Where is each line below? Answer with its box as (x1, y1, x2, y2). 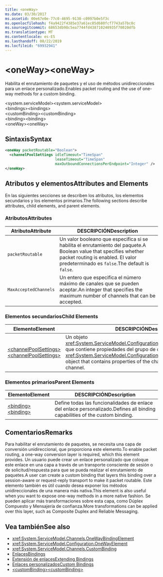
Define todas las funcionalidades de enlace (54, 400, 153, 407)
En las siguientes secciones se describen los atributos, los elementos (5, 192, 144, 198)
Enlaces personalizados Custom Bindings (12, 561, 94, 567)
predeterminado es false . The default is (59, 260, 149, 267)
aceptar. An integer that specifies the (59, 286, 143, 293)
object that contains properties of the (65, 358, 150, 365)
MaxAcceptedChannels (7, 287, 55, 292)
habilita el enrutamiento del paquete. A (59, 242, 147, 248)
